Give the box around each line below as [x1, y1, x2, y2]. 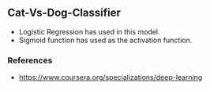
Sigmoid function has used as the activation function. [18, 35, 193, 45]
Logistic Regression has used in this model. [18, 27, 160, 36]
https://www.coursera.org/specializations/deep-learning [18, 73, 203, 82]
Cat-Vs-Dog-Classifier [7, 6, 122, 20]
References [7, 55, 53, 66]
